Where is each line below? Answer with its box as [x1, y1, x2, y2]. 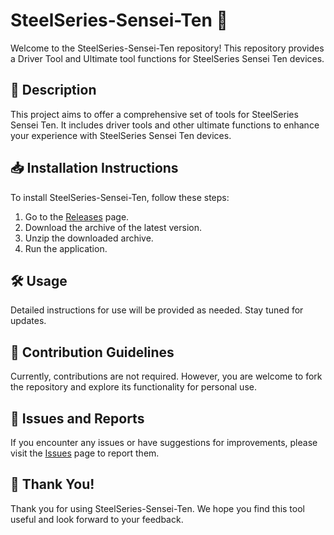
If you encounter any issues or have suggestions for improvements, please [10, 437, 318, 448]
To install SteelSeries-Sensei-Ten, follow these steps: [10, 191, 230, 203]
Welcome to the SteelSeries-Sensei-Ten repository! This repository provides [10, 42, 325, 54]
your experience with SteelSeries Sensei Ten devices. [10, 129, 232, 141]
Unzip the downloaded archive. [24, 232, 154, 244]
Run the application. [24, 242, 108, 254]
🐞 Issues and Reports [10, 410, 145, 427]
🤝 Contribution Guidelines [10, 344, 175, 361]
